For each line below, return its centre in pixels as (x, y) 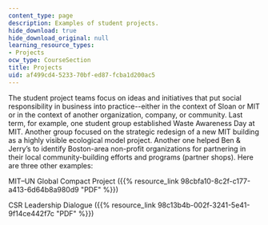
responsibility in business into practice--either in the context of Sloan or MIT (134, 106)
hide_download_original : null (59, 38)
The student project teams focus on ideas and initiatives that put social (125, 97)
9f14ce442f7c (31, 213)
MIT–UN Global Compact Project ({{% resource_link (94, 181)
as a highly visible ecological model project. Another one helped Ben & (125, 140)
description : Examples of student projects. (84, 23)
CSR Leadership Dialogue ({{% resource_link (82, 205)
